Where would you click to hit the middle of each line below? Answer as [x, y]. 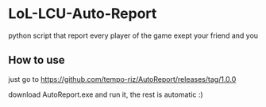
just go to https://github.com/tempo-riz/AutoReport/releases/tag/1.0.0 [122, 79]
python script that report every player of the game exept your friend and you [133, 35]
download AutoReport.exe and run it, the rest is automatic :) [106, 94]
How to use [37, 60]
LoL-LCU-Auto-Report [83, 14]
